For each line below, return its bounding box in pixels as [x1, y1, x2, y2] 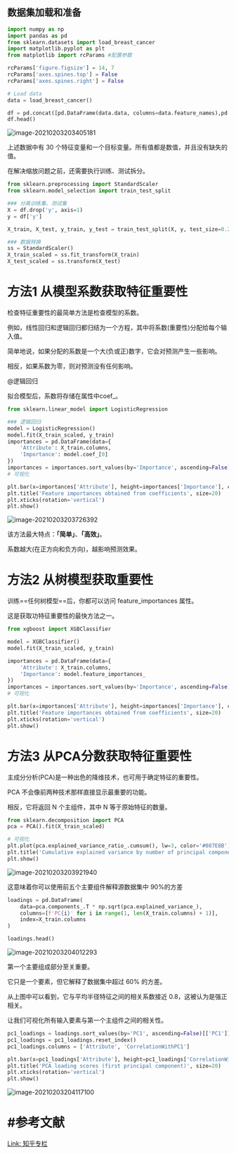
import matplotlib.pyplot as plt [7, 45, 105, 53]
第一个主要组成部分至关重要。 [7, 962, 93, 971]
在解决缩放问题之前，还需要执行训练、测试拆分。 [7, 167, 149, 175]
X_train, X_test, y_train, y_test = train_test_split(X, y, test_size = [7, 225, 221, 233]
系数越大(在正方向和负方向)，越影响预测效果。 [7, 545, 142, 553]
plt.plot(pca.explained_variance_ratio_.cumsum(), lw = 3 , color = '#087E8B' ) [7, 842, 231, 849]
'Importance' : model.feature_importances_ [20, 670, 146, 677]
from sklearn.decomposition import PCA [7, 816, 124, 823]
